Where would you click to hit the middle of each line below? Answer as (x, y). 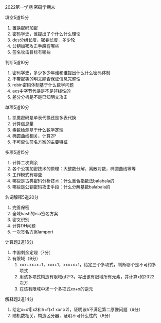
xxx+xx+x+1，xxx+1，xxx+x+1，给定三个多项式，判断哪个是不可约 (86, 264)
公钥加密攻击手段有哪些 (36, 46)
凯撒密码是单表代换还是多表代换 (44, 118)
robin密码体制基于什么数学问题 (43, 85)
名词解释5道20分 (22, 197)
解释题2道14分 (19, 299)
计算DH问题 (24, 226)
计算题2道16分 (19, 242)
